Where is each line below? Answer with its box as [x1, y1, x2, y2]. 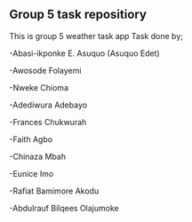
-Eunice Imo [9, 168, 54, 178]
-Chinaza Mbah [9, 151, 67, 162]
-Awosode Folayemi [9, 65, 82, 75]
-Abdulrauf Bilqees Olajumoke [9, 202, 119, 213]
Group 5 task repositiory [9, 7, 147, 22]
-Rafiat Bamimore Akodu [9, 186, 100, 196]
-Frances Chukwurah [9, 116, 87, 127]
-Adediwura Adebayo [9, 99, 87, 110]
